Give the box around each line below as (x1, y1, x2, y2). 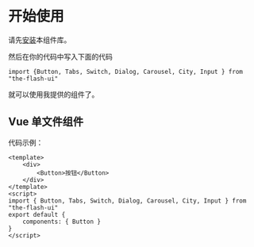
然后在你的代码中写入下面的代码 (8, 52, 113, 61)
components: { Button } (22, 218, 102, 226)
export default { (8, 210, 66, 218)
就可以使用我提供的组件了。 (8, 89, 99, 99)
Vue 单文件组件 (8, 115, 84, 129)
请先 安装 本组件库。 (8, 35, 71, 44)
